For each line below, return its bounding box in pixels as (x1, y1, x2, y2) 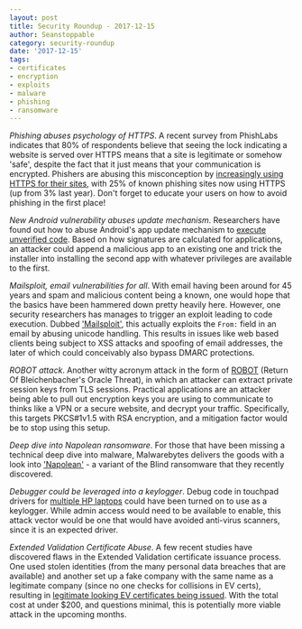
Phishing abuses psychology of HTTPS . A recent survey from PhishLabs (9, 130, 279, 141)
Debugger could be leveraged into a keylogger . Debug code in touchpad (9, 486, 279, 497)
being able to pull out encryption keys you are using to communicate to (9, 393, 273, 404)
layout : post (9, 13, 59, 23)
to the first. (9, 263, 50, 273)
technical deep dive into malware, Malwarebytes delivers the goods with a (9, 449, 285, 460)
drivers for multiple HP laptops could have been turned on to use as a (9, 495, 268, 506)
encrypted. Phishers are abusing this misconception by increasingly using (9, 169, 284, 180)
